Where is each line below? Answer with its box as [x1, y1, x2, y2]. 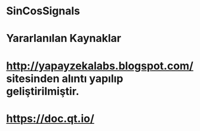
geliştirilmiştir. [6, 84, 79, 98]
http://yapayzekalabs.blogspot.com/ [6, 59, 194, 72]
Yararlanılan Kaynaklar [6, 32, 121, 45]
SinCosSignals [6, 4, 81, 18]
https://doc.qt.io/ [6, 112, 94, 125]
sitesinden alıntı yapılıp [6, 72, 124, 85]
